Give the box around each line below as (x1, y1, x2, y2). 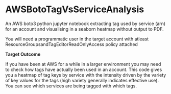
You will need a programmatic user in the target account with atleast (5, 36, 149, 42)
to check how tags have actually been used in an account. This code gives (5, 66, 162, 73)
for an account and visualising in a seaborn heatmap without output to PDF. (5, 26, 164, 32)
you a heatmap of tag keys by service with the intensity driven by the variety (5, 72, 166, 78)
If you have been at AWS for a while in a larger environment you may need (5, 61, 161, 67)
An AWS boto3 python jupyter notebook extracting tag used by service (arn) (5, 20, 166, 27)
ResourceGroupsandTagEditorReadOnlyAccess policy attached (5, 41, 138, 47)
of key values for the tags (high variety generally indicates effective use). (5, 77, 159, 83)
